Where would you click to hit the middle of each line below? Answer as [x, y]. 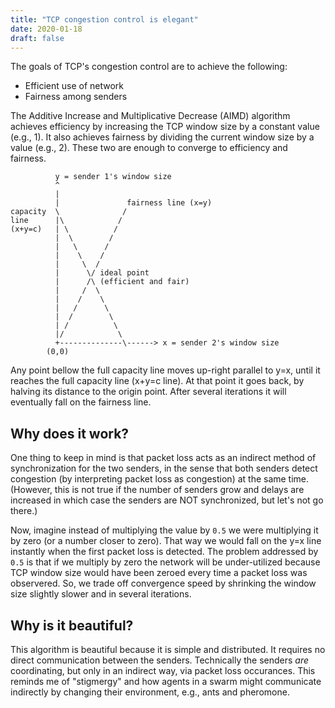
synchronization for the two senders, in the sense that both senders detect [164, 468]
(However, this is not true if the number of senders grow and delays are [157, 490]
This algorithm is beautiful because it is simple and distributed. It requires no [168, 649]
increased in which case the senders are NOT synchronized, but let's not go [167, 500]
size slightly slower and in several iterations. [101, 594]
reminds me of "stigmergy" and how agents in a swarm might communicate [166, 681]
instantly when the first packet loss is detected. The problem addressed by [164, 552]
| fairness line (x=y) [133, 203]
